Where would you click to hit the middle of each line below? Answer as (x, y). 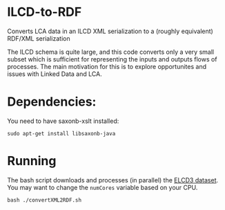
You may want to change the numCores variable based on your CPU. (102, 187)
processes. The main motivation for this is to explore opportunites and (107, 66)
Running (32, 161)
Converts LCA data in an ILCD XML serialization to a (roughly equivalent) (110, 31)
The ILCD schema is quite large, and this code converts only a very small (111, 52)
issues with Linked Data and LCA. (55, 74)
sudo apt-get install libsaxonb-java (61, 133)
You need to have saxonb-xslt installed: (63, 121)
